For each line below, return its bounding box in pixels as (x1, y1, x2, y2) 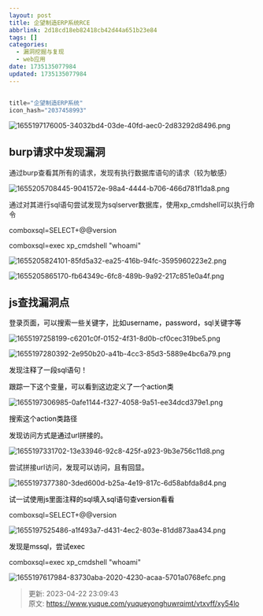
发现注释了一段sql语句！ (9, 365, 88, 374)
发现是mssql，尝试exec (9, 542, 86, 551)
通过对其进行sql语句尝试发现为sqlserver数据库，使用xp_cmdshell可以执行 (9, 200, 248, 209)
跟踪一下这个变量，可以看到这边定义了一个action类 (9, 382, 174, 392)
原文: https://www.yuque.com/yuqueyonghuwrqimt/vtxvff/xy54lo (28, 599, 239, 608)
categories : (9, 41, 48, 49)
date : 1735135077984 (9, 63, 77, 71)
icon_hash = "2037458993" (9, 106, 87, 114)
